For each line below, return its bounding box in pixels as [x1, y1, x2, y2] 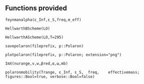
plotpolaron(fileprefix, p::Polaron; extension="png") [5, 52, 122, 57]
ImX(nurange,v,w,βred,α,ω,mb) [5, 61, 68, 66]
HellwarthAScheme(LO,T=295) [5, 34, 64, 39]
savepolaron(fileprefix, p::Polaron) [5, 43, 84, 48]
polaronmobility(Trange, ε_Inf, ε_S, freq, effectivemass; [5, 69, 140, 74]
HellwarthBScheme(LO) [5, 26, 50, 31]
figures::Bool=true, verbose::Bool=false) [5, 74, 95, 79]
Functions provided [5, 4, 67, 12]
